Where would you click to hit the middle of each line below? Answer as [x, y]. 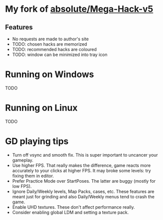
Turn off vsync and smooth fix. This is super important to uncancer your [85, 155]
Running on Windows [50, 74]
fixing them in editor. [33, 176]
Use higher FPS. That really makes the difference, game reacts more [81, 165]
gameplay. [23, 160]
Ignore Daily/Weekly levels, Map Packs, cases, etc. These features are [83, 191]
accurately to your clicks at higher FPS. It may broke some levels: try [81, 170]
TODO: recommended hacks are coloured [54, 49]
